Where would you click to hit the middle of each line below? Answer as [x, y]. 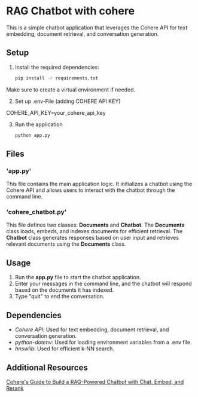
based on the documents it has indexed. [64, 290]
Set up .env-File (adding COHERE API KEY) [68, 101]
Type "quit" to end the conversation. [60, 297]
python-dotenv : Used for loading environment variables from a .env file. [103, 343]
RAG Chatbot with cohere [71, 11]
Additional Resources [47, 367]
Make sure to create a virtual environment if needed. [71, 89]
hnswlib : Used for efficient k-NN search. [65, 349]
